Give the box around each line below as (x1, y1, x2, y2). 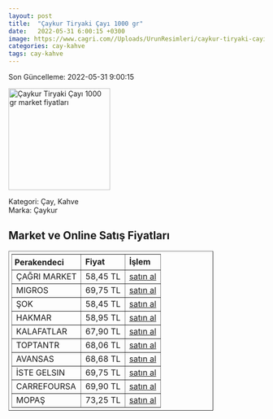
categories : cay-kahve (8, 42, 85, 50)
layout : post (8, 11, 53, 20)
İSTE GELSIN (15, 367, 65, 378)
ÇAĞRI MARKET (15, 270, 77, 282)
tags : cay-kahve (8, 50, 63, 58)
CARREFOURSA (15, 380, 76, 391)
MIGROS (15, 284, 49, 295)
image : (8, 34, 31, 43)
